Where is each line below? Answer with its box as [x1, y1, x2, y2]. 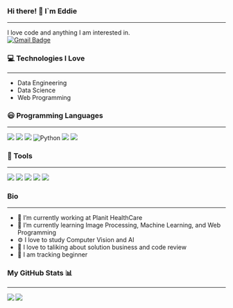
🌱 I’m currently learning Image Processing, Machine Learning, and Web [17, 221, 221, 230]
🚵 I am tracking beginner [17, 250, 88, 259]
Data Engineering [17, 78, 67, 87]
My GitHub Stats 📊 [7, 268, 73, 278]
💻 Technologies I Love [7, 53, 85, 63]
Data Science [17, 86, 56, 94]
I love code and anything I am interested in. [7, 28, 130, 37]
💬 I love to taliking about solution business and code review [17, 243, 187, 252]
